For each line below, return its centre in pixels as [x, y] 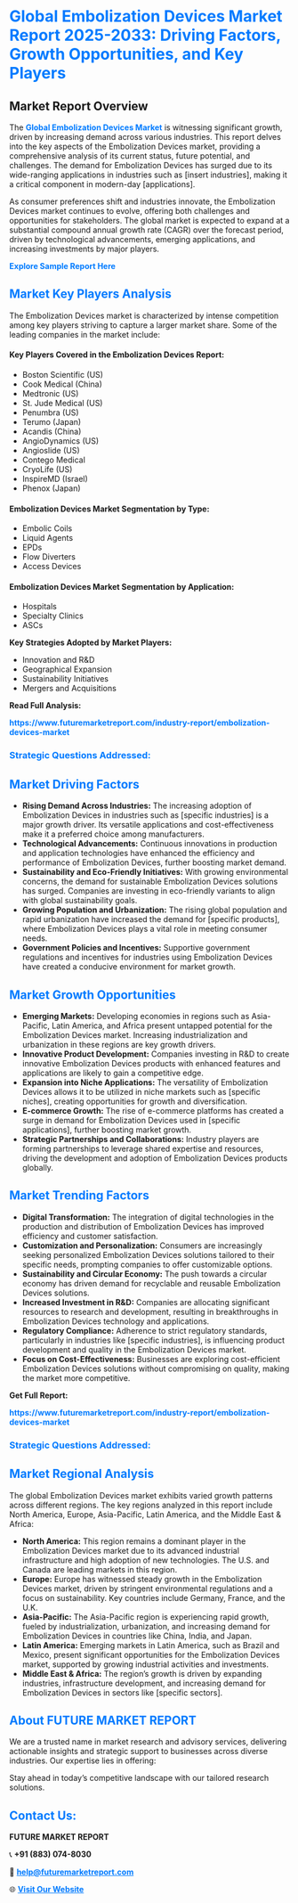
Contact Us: [43, 1815]
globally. [37, 1167]
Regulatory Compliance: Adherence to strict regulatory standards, [145, 1330]
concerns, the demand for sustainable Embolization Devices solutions [150, 882]
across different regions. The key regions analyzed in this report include [141, 1505]
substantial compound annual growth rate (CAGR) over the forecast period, [147, 230]
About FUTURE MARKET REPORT [103, 1720]
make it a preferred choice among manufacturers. [113, 834]
